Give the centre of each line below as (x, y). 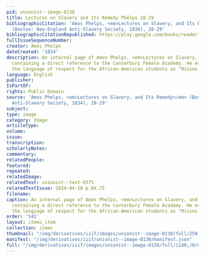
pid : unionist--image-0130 (41, 12)
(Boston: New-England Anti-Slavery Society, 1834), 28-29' (88, 29)
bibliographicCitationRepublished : (52, 35)
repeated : (19, 171)
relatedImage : (24, 177)
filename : (19, 194)
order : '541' (23, 217)
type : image (21, 114)
